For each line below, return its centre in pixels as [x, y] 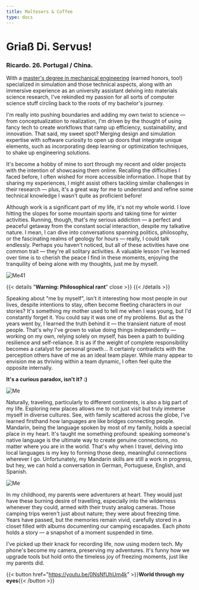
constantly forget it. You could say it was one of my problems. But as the [95, 317]
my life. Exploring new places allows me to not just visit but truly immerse [96, 408]
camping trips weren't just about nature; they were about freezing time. [93, 513]
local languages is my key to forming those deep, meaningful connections [97, 452]
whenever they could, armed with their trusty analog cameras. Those [91, 507]
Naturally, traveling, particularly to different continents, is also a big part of [97, 402]
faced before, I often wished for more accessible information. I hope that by [99, 176]
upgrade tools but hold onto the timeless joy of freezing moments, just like [97, 556]
